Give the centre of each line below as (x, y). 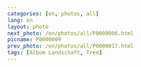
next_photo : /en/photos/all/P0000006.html (70, 33)
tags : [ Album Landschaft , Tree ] (55, 53)
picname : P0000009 (34, 40)
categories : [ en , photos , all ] (53, 14)
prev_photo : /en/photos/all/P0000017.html (70, 46)
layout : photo (28, 27)
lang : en (20, 20)
